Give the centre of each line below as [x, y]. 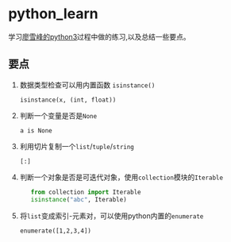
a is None [36, 131]
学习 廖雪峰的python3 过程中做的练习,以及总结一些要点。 [99, 36]
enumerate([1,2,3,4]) [55, 231]
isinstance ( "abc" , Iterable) [79, 199]
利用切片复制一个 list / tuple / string [77, 146]
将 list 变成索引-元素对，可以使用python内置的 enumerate [112, 216]
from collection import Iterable [86, 192]
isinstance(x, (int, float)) [68, 100]
